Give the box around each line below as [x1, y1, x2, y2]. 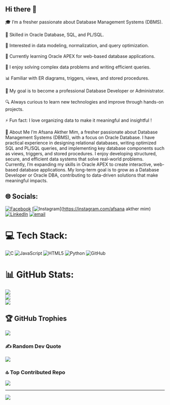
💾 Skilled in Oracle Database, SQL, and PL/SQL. [5, 31, 104, 38]
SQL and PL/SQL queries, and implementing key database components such [5, 145, 164, 151]
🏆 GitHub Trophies [5, 314, 67, 323]
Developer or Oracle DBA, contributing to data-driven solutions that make [5, 172, 158, 178]
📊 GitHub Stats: [5, 268, 74, 280]
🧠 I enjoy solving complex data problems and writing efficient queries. [5, 64, 151, 70]
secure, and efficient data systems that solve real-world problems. [5, 156, 144, 162]
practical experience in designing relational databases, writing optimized [5, 140, 157, 146]
